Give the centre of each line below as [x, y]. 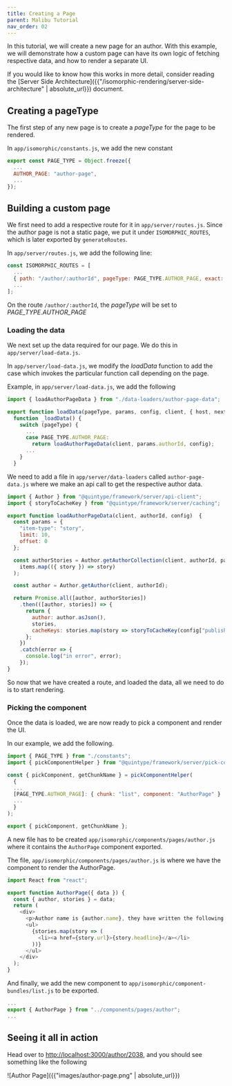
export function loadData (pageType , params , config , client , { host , [109, 412]
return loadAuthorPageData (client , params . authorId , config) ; [123, 444]
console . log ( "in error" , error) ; [74, 656]
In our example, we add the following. [60, 744]
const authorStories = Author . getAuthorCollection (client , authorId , [115, 560]
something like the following [47, 1062]
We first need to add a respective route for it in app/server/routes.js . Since [115, 225]
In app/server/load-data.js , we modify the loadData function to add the [110, 366]
